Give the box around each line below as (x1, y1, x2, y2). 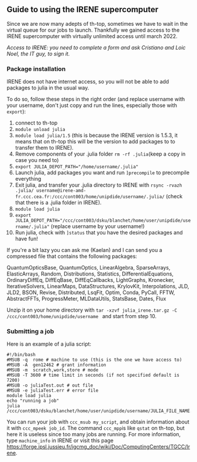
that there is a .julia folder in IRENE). (15, 199, 102, 206)
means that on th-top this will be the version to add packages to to (15, 138, 176, 145)
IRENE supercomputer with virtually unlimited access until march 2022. (6, 32, 178, 40)
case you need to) (15, 157, 59, 164)
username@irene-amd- (36, 188, 87, 194)
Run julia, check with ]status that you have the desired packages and (15, 229, 183, 236)
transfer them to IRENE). (15, 144, 74, 151)
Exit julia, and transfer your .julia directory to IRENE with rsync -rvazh (15, 181, 182, 189)
